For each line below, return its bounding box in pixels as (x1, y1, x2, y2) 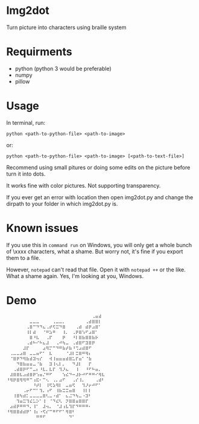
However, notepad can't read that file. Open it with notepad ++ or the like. (6, 266, 186, 273)
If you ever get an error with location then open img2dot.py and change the (6, 193, 194, 200)
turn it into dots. (6, 170, 46, 177)
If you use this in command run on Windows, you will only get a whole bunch (6, 241, 192, 248)
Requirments (6, 45, 72, 59)
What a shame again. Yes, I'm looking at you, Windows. (6, 272, 144, 279)
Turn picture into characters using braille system (6, 24, 127, 31)
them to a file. (6, 254, 40, 261)
